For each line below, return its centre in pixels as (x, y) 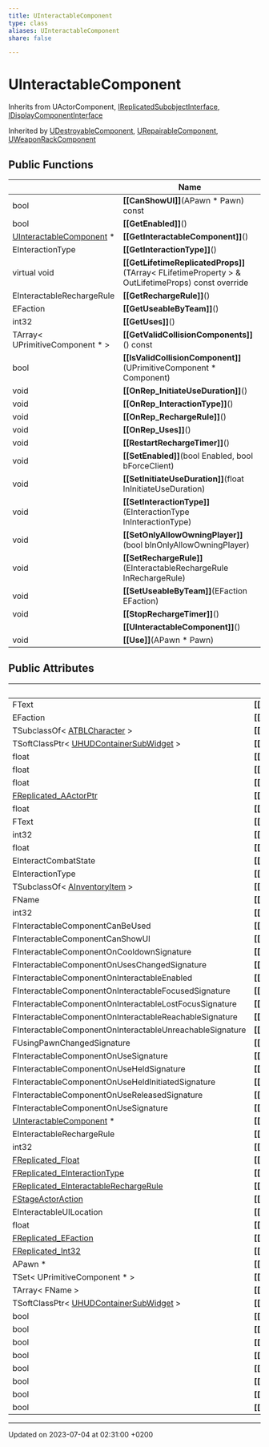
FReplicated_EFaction (53, 1238)
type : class (28, 23)
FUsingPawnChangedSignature (71, 1043)
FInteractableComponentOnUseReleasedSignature (108, 1095)
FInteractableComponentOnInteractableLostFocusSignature (125, 1003)
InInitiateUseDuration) (164, 489)
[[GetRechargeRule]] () (167, 295)
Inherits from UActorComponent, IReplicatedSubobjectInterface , (114, 107)
